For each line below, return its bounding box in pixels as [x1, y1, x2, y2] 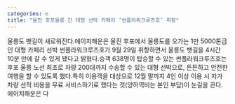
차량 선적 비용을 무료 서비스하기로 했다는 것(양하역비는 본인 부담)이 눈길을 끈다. [7, 80, 223, 89]
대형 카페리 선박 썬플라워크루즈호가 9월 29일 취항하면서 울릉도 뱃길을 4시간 [14, 45, 221, 54]
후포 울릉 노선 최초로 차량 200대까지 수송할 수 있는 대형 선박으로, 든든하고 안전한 [7, 63, 228, 71]
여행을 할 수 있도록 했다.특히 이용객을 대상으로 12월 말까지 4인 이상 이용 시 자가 [7, 71, 223, 80]
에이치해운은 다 [7, 89, 49, 98]
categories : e [7, 10, 49, 17]
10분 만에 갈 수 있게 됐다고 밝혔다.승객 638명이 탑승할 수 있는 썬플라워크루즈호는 [7, 54, 227, 63]
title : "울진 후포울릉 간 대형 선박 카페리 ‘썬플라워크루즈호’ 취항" [7, 17, 180, 24]
